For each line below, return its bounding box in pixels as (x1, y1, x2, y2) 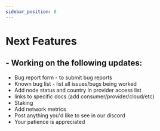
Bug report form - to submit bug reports (14, 74, 113, 81)
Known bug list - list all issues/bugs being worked (14, 80, 137, 87)
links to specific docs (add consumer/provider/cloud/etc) (14, 93, 155, 100)
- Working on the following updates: (5, 58, 143, 68)
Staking (14, 99, 33, 106)
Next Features (5, 34, 77, 48)
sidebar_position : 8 (5, 8, 57, 15)
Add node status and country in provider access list (14, 86, 141, 93)
